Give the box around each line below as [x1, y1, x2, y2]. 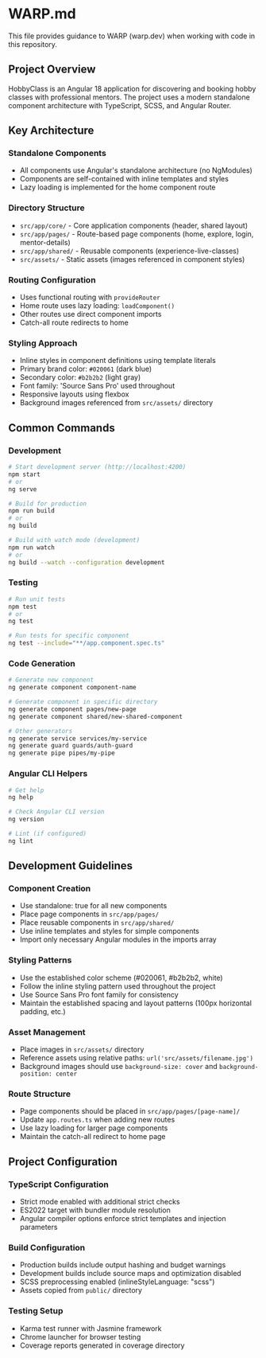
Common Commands [8, 421, 115, 435]
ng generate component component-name [8, 684, 137, 692]
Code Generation [8, 658, 75, 669]
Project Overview [8, 63, 96, 76]
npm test [8, 603, 37, 611]
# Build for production [8, 499, 87, 508]
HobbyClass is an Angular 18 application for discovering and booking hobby [8, 84, 256, 93]
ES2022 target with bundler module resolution [19, 1205, 171, 1215]
